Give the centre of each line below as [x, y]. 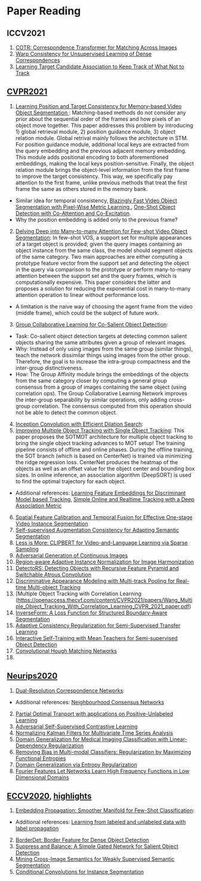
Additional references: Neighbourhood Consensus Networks [90, 702]
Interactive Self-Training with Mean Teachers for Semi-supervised [96, 638]
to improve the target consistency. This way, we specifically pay [94, 176]
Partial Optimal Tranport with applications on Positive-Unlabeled [94, 713]
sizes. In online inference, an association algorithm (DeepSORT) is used [103, 475]
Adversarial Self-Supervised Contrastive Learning [76, 726]
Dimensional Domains [42, 777]
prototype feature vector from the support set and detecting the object [102, 263]
